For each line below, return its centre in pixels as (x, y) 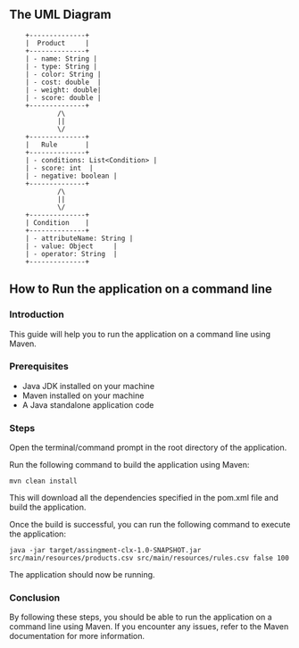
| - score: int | (59, 168)
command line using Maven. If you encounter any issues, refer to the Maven (149, 627)
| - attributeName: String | (79, 238)
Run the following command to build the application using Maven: (129, 465)
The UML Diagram (60, 15)
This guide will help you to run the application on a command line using (140, 334)
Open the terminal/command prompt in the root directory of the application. (148, 448)
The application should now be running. (82, 575)
